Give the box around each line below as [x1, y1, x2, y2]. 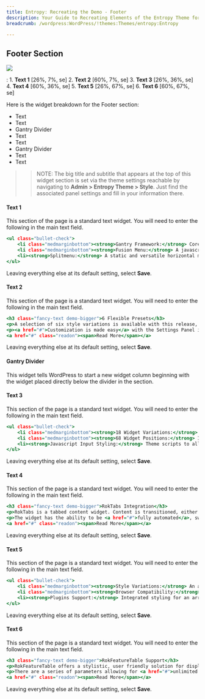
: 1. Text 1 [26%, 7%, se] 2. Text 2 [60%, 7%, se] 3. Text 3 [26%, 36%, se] [6, 76, 193, 83]
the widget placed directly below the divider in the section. [6, 378, 154, 385]
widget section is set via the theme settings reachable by [36, 177, 180, 184]
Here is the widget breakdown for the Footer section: [6, 101, 139, 108]
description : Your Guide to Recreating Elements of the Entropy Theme [6, 15, 190, 21]
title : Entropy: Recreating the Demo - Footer [6, 9, 127, 15]
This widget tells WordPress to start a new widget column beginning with [6, 371, 190, 378]
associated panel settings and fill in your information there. [36, 190, 184, 197]
